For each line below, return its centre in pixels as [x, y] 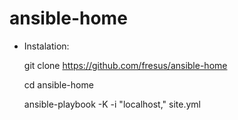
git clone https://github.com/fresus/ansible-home [125, 65]
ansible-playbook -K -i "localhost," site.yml [112, 104]
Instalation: [46, 46]
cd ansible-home [58, 84]
